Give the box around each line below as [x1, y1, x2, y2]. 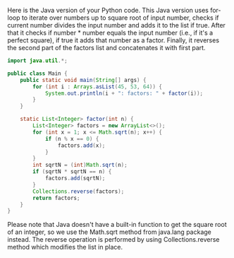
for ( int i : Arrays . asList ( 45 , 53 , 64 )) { [32, 83, 163, 90]
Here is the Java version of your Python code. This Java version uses [7, 6, 209, 14]
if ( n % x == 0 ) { [44, 135, 99, 142]
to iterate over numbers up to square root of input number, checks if [21, 13, 219, 22]
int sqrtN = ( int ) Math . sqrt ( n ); [32, 162, 128, 169]
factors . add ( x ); [57, 141, 106, 149]
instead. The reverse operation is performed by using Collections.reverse [7, 235, 220, 244]
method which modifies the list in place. [7, 243, 123, 252]
